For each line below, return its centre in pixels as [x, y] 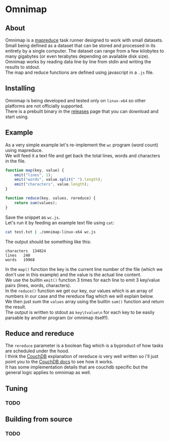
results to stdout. [23, 67]
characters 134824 [26, 251]
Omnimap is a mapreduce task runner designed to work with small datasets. [84, 40]
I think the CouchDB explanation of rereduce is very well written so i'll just [82, 356]
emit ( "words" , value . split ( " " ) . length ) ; [58, 180]
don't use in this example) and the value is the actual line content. [73, 274]
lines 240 [18, 255]
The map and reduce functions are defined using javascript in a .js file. [79, 72]
